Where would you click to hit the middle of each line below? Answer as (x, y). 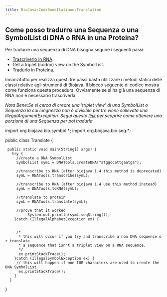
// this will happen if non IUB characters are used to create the (88, 263)
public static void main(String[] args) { (52, 149)
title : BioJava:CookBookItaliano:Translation (53, 10)
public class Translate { (29, 141)
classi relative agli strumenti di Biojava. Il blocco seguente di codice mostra (82, 85)
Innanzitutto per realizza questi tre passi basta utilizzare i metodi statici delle (83, 80)
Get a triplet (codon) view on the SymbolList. (58, 65)
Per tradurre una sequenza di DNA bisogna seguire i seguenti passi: (75, 50)
